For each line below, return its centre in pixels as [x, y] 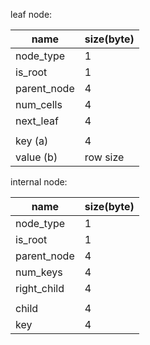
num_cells [39, 104]
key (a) [32, 141]
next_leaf [37, 121]
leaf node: [31, 14]
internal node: [39, 182]
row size [104, 157]
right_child [40, 288]
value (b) [36, 157]
